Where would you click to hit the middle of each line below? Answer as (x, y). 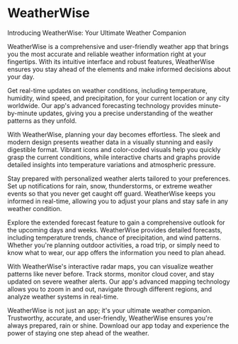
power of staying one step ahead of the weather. (78, 333)
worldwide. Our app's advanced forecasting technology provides (102, 105)
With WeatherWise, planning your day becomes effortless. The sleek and (114, 134)
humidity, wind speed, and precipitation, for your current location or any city (118, 98)
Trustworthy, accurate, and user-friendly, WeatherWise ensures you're (110, 318)
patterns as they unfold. (42, 120)
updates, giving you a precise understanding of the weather (126, 113)
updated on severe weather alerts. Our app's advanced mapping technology (119, 281)
